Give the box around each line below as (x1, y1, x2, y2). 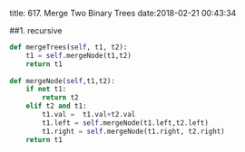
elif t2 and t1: (25, 101, 88, 111)
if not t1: (25, 85, 67, 94)
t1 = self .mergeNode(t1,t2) (25, 51, 132, 60)
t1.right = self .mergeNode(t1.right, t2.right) (42, 127, 225, 136)
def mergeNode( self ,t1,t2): (9, 76, 116, 85)
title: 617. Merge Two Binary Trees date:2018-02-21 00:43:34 (9, 8, 237, 18)
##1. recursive (9, 25, 63, 35)
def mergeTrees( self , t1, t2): (9, 43, 128, 52)
